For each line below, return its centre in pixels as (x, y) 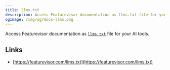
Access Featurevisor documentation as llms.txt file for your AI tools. (77, 34)
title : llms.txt (22, 10)
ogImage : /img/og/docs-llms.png (39, 19)
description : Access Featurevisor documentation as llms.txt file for (81, 15)
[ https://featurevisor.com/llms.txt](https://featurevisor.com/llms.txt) (83, 62)
